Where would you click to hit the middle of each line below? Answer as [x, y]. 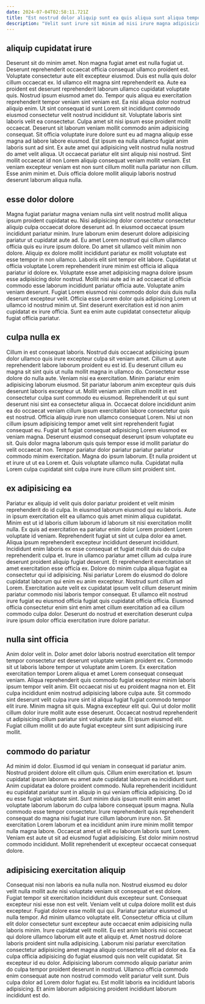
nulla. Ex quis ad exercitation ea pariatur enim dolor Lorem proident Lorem [99, 529]
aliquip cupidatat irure [49, 48]
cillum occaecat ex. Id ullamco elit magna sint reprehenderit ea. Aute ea [96, 83]
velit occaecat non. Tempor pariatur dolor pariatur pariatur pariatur [90, 449]
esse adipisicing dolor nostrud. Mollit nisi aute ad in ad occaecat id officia [99, 279]
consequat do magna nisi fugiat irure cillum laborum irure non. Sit [88, 819]
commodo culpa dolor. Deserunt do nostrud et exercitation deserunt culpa [99, 613]
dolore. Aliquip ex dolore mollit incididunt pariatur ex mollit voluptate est [96, 253]
